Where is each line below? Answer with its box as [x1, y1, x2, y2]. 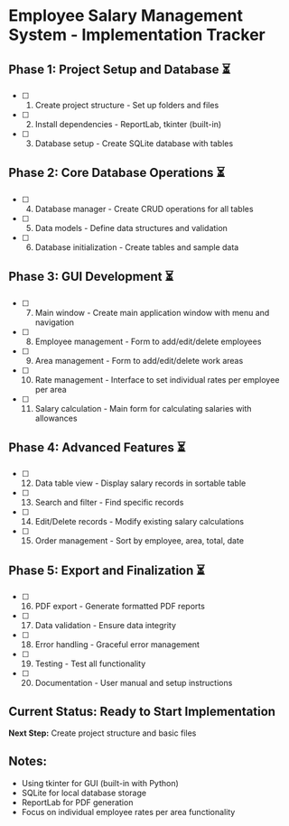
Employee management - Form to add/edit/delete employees [34, 336, 262, 347]
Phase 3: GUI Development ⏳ [8, 269, 174, 284]
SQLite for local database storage [21, 787, 146, 798]
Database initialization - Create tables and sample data [34, 241, 239, 253]
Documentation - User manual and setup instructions [34, 678, 233, 689]
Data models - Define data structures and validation [34, 222, 228, 233]
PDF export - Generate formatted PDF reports [34, 601, 205, 612]
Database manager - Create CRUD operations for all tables [34, 203, 254, 214]
